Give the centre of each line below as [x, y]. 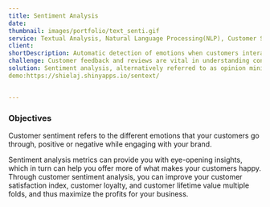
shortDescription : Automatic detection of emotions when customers [124, 53]
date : [17, 23]
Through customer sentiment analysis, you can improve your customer [125, 176]
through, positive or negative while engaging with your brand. [110, 144]
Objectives [30, 118]
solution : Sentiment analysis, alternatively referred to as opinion [127, 68]
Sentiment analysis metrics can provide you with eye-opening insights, [125, 159]
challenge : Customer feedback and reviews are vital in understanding [129, 61]
